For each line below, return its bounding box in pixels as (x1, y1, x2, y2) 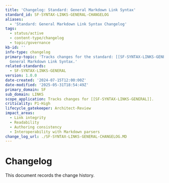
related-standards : (5, 64, 46, 69)
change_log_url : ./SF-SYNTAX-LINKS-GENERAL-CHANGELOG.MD (5, 134, 127, 139)
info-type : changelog (5, 49, 51, 54)
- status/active (10, 31, 44, 36)
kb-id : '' (5, 45, 26, 50)
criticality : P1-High (5, 101, 51, 106)
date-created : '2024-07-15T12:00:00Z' (5, 78, 87, 83)
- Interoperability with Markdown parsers (10, 129, 100, 134)
